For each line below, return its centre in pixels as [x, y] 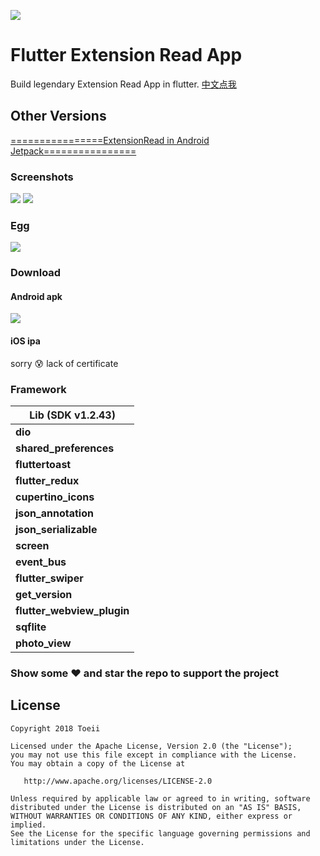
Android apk [36, 296]
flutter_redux [47, 480]
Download [36, 273]
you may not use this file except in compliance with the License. [154, 755]
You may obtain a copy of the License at [98, 763]
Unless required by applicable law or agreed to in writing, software [160, 798]
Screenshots [42, 177]
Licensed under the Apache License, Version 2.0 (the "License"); [151, 746]
